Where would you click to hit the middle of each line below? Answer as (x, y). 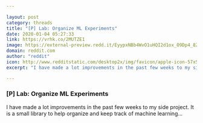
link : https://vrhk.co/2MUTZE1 (46, 40)
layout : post (23, 17)
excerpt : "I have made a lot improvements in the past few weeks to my (98, 68)
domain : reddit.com (31, 51)
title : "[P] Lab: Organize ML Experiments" (62, 28)
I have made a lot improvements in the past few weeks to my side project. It (100, 107)
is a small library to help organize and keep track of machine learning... (95, 113)
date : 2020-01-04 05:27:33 (40, 34)
